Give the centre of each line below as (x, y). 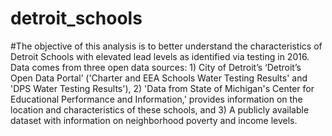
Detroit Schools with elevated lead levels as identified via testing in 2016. (160, 56)
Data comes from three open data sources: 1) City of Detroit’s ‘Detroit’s (156, 67)
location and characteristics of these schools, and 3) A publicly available (160, 109)
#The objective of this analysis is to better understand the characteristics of (166, 46)
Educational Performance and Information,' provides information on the (156, 99)
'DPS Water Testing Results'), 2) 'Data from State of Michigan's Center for (162, 88)
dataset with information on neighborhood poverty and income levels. (154, 120)
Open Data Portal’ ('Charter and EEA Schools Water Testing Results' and (159, 78)
